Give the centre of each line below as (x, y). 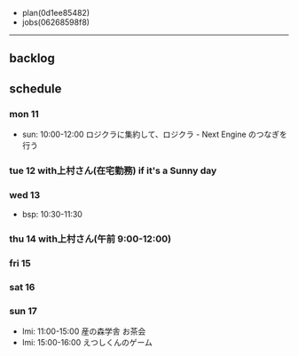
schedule (35, 88)
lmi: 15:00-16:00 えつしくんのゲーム (87, 343)
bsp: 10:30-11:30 (52, 214)
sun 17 (23, 311)
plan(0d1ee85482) (56, 13)
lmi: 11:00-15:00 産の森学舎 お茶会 (84, 331)
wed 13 (25, 194)
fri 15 (20, 264)
